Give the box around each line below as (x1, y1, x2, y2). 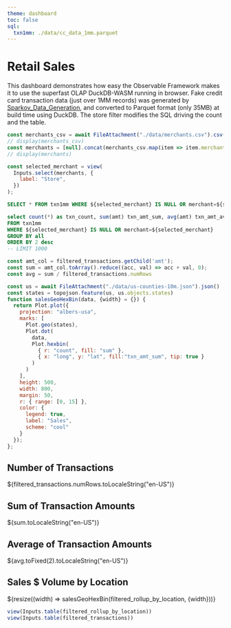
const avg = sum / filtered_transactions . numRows (7, 270, 153, 277)
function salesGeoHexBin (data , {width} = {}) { (7, 296, 146, 303)
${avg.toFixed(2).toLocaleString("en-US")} (7, 556, 129, 565)
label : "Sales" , (25, 418, 72, 424)
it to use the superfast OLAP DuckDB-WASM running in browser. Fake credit (7, 89, 223, 97)
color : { (19, 404, 45, 411)
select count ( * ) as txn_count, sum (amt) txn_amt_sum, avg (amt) (7, 213, 192, 220)
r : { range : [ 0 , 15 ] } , (19, 398, 88, 405)
